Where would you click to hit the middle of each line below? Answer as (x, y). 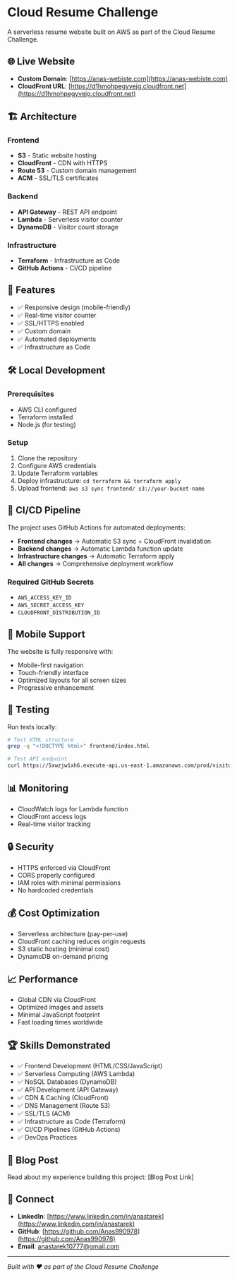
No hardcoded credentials (55, 890)
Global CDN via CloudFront (57, 1000)
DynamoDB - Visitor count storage (68, 227)
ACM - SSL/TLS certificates (58, 178)
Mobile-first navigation (50, 665)
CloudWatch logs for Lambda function (73, 808)
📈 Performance (43, 979)
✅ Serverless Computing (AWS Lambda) (76, 1074)
